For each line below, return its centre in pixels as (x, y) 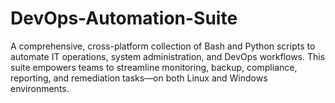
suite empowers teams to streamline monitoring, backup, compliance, (154, 67)
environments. (40, 88)
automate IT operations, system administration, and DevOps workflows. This (168, 56)
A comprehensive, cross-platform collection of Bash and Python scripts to (163, 46)
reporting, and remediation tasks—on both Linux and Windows (139, 78)
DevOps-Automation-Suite (124, 18)
